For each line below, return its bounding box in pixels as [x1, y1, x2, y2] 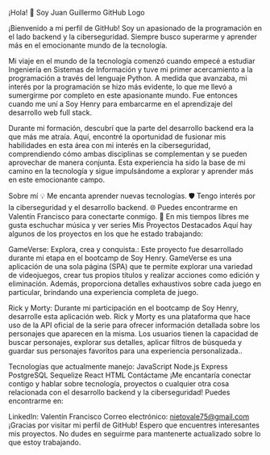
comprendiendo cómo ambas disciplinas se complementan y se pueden [8, 150, 247, 158]
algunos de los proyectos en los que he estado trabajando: [8, 229, 204, 238]
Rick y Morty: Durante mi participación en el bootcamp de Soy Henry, [8, 303, 239, 313]
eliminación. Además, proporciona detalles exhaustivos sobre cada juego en [8, 279, 262, 289]
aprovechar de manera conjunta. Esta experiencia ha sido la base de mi [8, 158, 246, 167]
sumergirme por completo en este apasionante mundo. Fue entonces [8, 91, 238, 100]
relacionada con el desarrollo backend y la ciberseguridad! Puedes [8, 388, 231, 397]
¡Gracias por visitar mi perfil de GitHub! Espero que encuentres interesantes [8, 420, 260, 430]
